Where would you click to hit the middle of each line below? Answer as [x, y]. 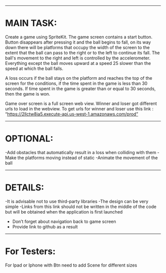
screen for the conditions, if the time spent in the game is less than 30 [76, 83]
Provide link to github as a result [45, 226]
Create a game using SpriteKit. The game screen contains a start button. [79, 37]
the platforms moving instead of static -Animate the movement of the [87, 158]
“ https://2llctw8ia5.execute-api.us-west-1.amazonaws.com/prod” [72, 114]
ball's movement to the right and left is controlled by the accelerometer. [78, 58]
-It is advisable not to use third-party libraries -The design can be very [77, 201]
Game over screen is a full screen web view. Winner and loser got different [81, 103]
